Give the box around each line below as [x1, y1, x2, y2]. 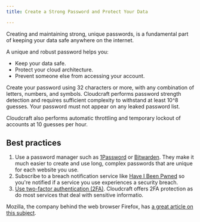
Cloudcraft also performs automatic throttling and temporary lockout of [6, 114, 181, 121]
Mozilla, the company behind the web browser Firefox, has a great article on [6, 203, 193, 210]
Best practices [6, 138, 61, 148]
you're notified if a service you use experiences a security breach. [14, 179, 179, 186]
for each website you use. [14, 166, 79, 173]
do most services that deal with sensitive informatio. [14, 192, 144, 199]
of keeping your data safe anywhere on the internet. [6, 36, 134, 43]
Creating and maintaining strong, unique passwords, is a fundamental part [6, 30, 189, 37]
